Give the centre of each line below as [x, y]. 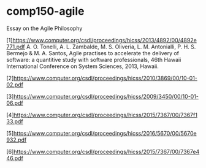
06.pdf [15, 103]
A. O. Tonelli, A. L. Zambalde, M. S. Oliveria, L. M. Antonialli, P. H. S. [111, 47]
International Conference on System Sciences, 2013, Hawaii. [83, 66]
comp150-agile [45, 11]
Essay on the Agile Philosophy [44, 28]
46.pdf [15, 158]
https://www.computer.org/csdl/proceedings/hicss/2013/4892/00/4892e [105, 40]
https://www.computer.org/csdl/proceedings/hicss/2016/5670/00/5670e [105, 133]
